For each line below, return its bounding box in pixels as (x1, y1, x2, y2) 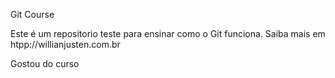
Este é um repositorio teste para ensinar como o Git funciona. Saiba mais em (10, 28, 326, 39)
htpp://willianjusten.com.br (10, 39, 121, 50)
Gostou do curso (10, 58, 80, 69)
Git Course (10, 9, 55, 20)
